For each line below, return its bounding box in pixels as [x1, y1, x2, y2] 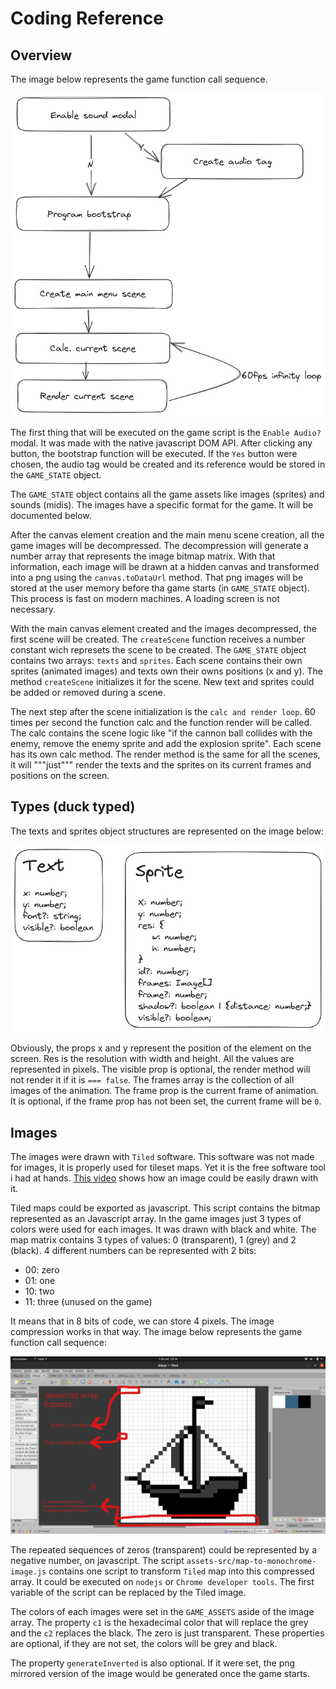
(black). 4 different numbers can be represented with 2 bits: [10, 1245, 257, 1257]
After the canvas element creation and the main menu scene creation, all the [10, 528, 325, 541]
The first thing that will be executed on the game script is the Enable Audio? [10, 426, 322, 438]
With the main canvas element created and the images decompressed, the [10, 622, 317, 634]
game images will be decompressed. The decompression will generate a [10, 539, 309, 551]
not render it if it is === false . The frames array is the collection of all [10, 1074, 295, 1086]
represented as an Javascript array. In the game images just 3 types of [10, 1213, 302, 1225]
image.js [10, 1567, 47, 1577]
